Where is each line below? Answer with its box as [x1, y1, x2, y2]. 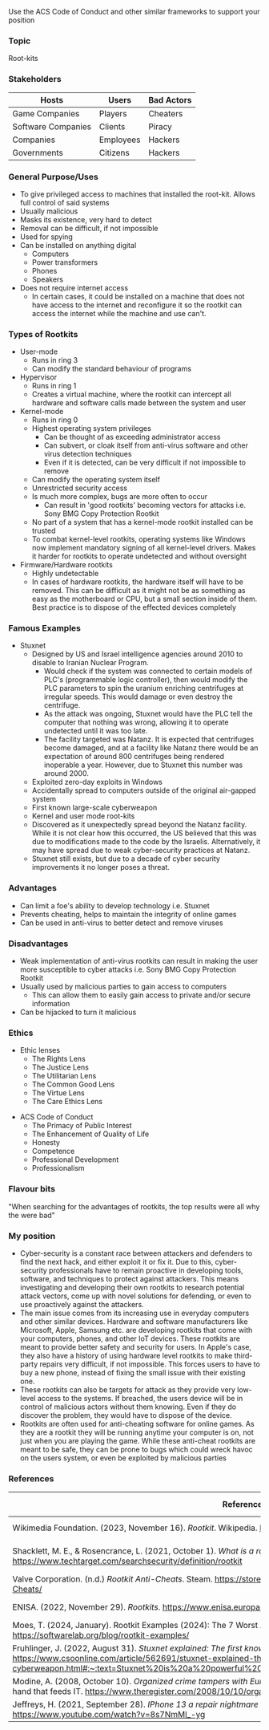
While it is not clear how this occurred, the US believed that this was [31, 828, 257, 838]
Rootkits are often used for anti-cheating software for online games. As [19, 1419, 255, 1428]
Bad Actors [147, 94, 192, 105]
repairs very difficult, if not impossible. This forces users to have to [39, 1359, 260, 1369]
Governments [12, 147, 64, 158]
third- [234, 1350, 253, 1360]
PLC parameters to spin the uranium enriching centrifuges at [43, 684, 244, 693]
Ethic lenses [19, 1046, 61, 1055]
